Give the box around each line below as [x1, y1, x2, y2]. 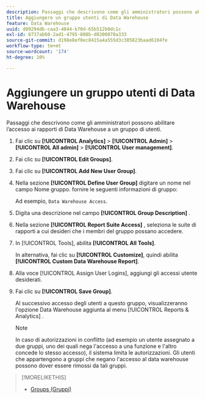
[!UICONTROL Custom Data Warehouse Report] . [15, 257, 140, 265]
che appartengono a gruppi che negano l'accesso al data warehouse [15, 355, 189, 362]
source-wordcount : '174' [6, 49, 70, 55]
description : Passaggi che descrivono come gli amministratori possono [6, 9, 192, 15]
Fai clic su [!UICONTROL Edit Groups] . [15, 155, 113, 163]
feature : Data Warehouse [6, 20, 70, 26]
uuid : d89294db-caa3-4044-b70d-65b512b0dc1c [6, 26, 121, 32]
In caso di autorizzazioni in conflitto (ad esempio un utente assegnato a [15, 336, 195, 343]
